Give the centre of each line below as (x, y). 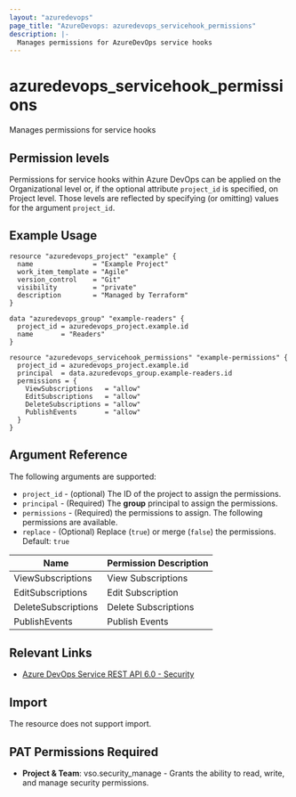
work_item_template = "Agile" (73, 272)
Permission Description (158, 563)
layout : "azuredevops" (51, 17)
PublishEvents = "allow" (83, 412)
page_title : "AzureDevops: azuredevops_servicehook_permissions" (132, 26)
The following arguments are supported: (83, 476)
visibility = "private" (77, 287)
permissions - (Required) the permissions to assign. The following (142, 512)
